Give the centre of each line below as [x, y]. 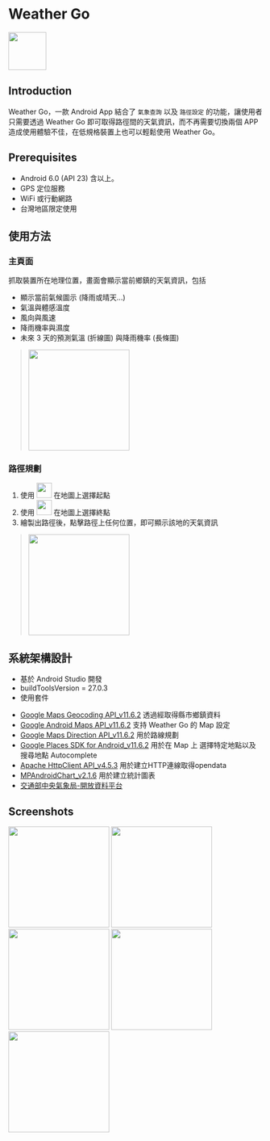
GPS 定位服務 [43, 188]
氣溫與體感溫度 [45, 308]
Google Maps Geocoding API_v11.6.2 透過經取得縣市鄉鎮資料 [120, 715]
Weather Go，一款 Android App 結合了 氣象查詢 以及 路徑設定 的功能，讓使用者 [135, 111]
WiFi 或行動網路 [46, 198]
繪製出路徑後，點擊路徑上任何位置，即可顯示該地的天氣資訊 [119, 522]
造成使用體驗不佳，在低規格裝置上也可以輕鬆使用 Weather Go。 [114, 132]
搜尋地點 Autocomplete [58, 755]
